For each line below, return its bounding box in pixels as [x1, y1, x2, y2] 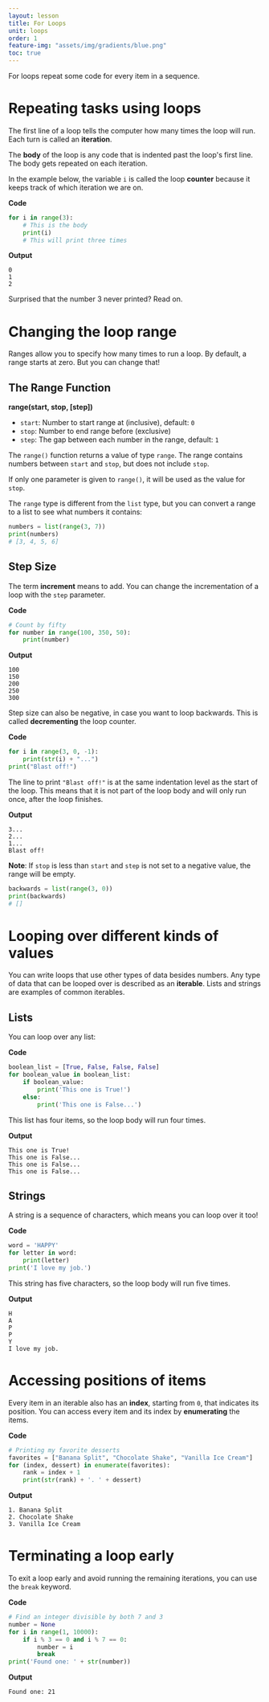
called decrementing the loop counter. [8, 717, 137, 726]
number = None [8, 1620, 56, 1628]
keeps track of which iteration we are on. [8, 182, 144, 192]
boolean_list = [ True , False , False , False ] [8, 1063, 160, 1071]
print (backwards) [8, 892, 67, 900]
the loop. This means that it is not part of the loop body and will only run [8, 785, 247, 796]
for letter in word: [8, 1249, 78, 1258]
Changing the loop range [8, 322, 177, 341]
